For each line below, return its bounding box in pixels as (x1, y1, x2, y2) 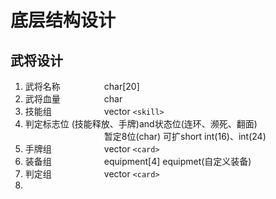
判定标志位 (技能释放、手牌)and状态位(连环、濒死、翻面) (24, 118, 258, 130)
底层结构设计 (10, 9, 117, 32)
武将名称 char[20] (24, 81, 140, 92)
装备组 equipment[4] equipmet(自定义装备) (24, 156, 252, 167)
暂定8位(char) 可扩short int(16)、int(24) (103, 131, 267, 142)
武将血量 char (24, 93, 123, 105)
